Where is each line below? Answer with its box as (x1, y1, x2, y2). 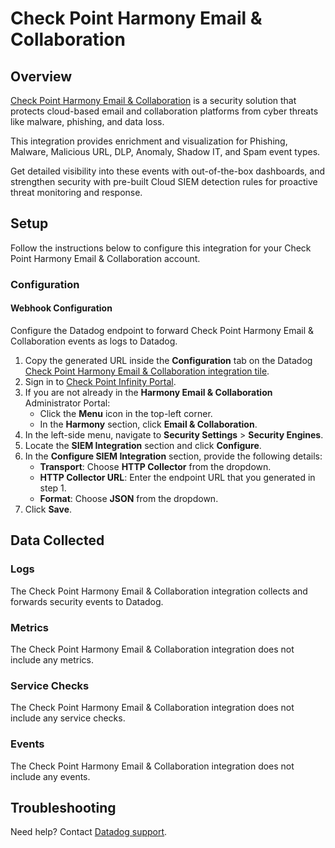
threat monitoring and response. (10, 187, 143, 198)
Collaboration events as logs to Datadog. (10, 335, 178, 347)
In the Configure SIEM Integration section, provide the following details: (24, 450, 323, 462)
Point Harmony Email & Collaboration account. (10, 252, 201, 264)
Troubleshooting (10, 799, 117, 816)
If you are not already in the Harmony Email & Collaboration (24, 386, 273, 398)
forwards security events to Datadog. (10, 595, 164, 607)
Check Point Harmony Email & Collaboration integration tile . (24, 365, 270, 377)
